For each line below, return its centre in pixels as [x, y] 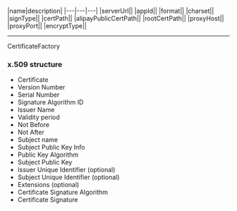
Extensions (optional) [48, 185]
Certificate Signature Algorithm [62, 192]
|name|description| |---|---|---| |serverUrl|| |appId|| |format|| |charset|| [111, 11]
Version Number [41, 88]
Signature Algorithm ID [50, 102]
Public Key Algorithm [48, 155]
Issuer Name [36, 110]
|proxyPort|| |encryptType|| [47, 26]
